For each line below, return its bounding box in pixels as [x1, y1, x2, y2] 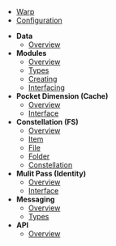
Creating [28, 74, 58, 83]
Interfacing [28, 83, 65, 92]
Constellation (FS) [15, 117, 79, 126]
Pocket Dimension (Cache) [15, 91, 109, 100]
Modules [15, 49, 47, 57]
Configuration [15, 15, 62, 25]
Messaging [15, 194, 55, 204]
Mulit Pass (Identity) [15, 169, 87, 178]
